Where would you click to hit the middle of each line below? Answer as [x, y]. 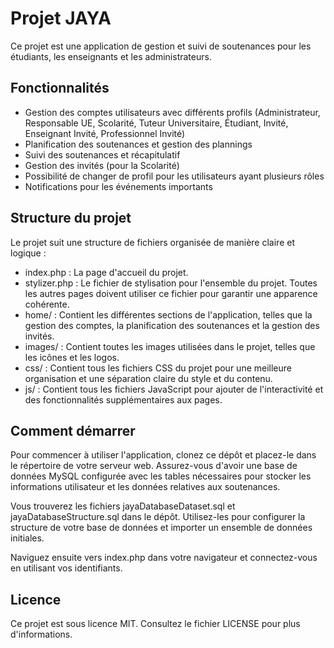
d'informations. [41, 634]
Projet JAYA [61, 18]
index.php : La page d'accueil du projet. [106, 272]
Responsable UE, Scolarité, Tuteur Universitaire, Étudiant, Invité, [156, 123]
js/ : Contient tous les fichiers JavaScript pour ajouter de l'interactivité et [174, 389]
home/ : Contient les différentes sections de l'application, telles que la [168, 314]
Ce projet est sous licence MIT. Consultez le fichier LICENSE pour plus [155, 624]
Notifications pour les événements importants [118, 186]
